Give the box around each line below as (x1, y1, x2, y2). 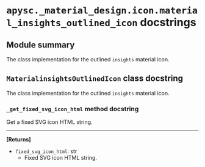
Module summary (6, 39, 75, 50)
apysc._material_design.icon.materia (6, 5, 198, 16)
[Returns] (6, 136, 32, 143)
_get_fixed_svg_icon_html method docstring (6, 104, 139, 113)
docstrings (140, 16, 196, 29)
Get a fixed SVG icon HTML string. (6, 118, 93, 126)
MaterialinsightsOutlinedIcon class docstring (6, 73, 184, 84)
